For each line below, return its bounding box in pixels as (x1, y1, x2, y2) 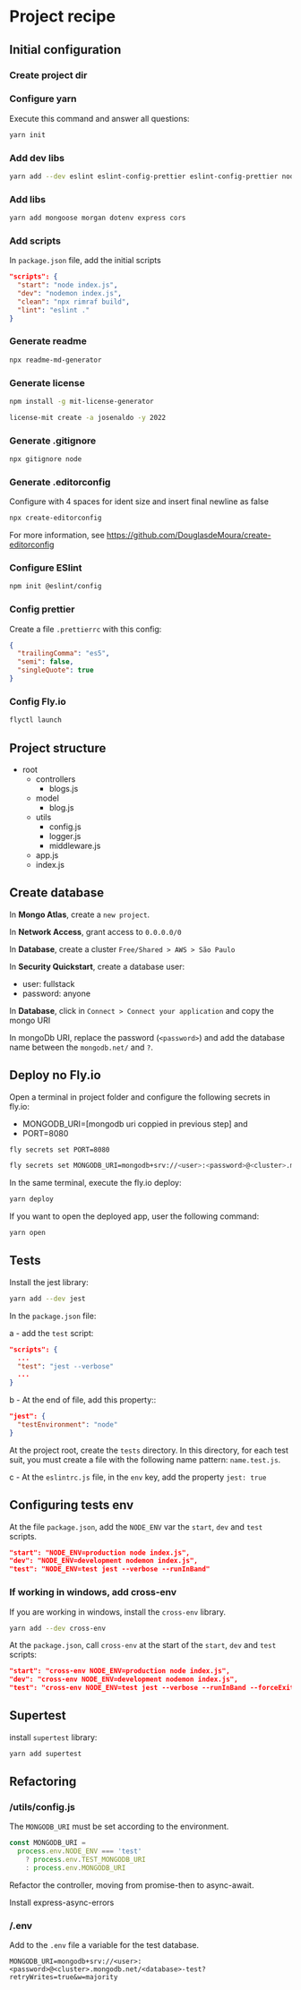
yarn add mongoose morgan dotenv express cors (9, 213, 186, 223)
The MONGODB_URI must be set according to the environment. (9, 1821, 229, 1832)
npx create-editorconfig (9, 513, 102, 523)
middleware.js (48, 840, 101, 851)
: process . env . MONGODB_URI (25, 1864, 126, 1873)
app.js (35, 849, 59, 861)
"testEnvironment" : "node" (17, 1420, 118, 1429)
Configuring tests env (9, 1497, 134, 1513)
